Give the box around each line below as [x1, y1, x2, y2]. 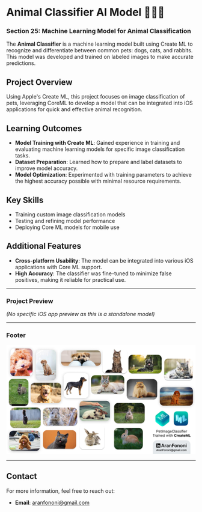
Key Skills [6, 195, 44, 205]
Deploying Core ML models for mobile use [14, 224, 120, 231]
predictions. [6, 59, 36, 67]
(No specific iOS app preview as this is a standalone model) [6, 311, 155, 318]
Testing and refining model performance [14, 217, 115, 224]
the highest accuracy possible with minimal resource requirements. [14, 177, 182, 185]
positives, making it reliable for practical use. [14, 276, 126, 283]
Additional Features [6, 241, 82, 251]
